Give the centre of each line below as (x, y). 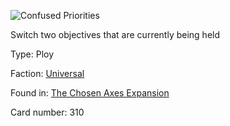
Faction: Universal (47, 73)
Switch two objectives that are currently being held (115, 34)
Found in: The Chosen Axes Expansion (90, 93)
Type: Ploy (32, 54)
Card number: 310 (47, 112)
